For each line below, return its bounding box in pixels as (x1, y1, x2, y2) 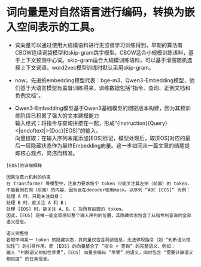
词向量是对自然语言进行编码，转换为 (6, 5, 185, 19)
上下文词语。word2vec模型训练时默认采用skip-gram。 (20, 64, 154, 71)
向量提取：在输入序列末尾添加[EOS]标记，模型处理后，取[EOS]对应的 (14, 134, 185, 142)
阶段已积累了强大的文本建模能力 (20, 112, 99, 119)
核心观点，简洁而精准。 (20, 149, 78, 157)
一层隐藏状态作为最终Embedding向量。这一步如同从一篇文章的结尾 (20, 142, 185, 149)
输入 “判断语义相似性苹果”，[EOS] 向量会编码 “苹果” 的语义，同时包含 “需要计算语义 (6, 250, 193, 256)
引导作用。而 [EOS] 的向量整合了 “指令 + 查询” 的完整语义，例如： (26, 243, 176, 249)
